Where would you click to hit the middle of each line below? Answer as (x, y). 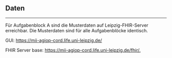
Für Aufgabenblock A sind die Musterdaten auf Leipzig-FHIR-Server (77, 25)
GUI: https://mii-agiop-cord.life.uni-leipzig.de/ (54, 40)
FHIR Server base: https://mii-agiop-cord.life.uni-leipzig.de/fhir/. (73, 50)
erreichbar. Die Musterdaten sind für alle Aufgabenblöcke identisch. (77, 30)
